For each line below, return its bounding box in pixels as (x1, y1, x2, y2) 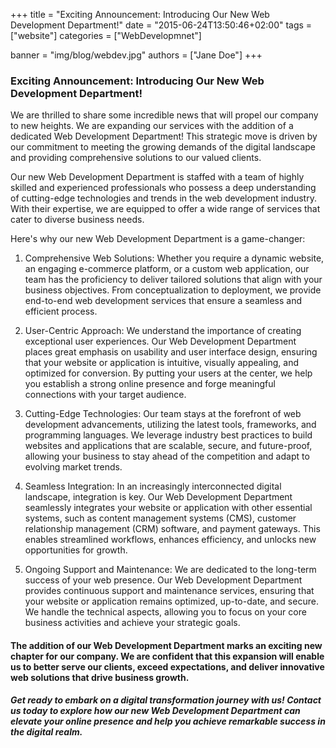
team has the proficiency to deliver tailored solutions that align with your (24, 274, 323, 286)
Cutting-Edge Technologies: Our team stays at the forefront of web (24, 408, 302, 420)
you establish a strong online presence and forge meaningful (24, 378, 276, 390)
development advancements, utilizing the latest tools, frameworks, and (24, 419, 317, 431)
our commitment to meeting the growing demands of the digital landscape (10, 141, 316, 153)
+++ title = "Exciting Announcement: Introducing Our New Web (10, 9, 270, 20)
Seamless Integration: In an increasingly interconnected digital (24, 480, 282, 493)
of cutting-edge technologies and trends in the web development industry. (10, 192, 317, 204)
